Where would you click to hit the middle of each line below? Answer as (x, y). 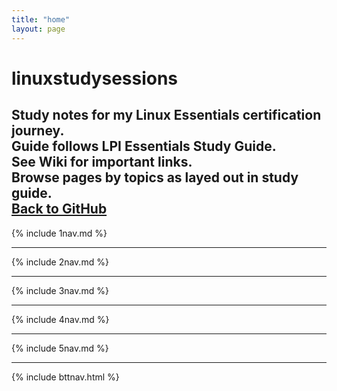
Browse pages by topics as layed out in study (155, 177)
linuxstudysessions (95, 78)
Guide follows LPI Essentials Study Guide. (144, 146)
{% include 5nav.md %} (60, 348)
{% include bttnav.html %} (65, 377)
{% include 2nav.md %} (60, 262)
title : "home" (41, 19)
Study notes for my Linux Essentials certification (166, 115)
